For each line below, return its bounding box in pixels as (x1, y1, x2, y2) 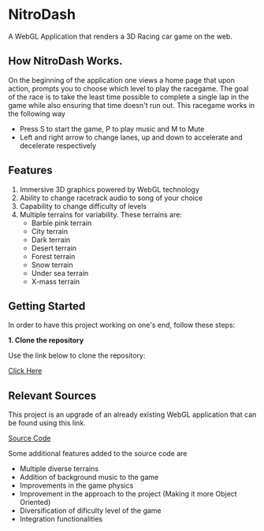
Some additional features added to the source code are (8, 449, 188, 459)
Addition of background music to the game (19, 473, 159, 482)
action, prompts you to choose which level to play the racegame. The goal (8, 84, 249, 93)
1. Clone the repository (8, 336, 84, 345)
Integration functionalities (19, 514, 103, 524)
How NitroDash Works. (8, 54, 124, 68)
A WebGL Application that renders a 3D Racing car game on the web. (8, 32, 232, 41)
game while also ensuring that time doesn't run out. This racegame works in (8, 100, 255, 110)
